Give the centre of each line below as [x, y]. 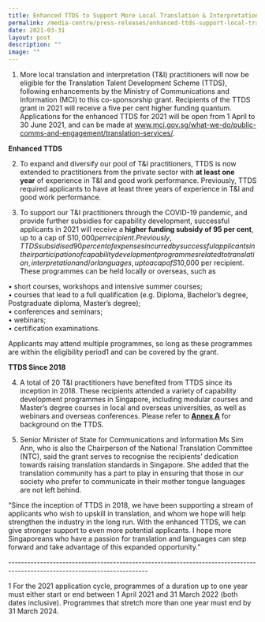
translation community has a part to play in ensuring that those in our [132, 473]
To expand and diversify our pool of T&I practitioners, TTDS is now [128, 164]
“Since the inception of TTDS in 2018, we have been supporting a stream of [131, 505]
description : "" [35, 45]
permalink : [26, 23]
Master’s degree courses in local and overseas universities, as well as [133, 408]
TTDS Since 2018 [37, 367]
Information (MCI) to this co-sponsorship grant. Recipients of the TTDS [135, 100]
